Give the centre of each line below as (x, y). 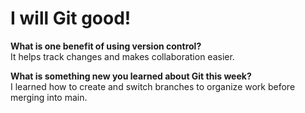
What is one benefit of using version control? (106, 46)
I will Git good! (71, 18)
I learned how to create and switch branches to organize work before (153, 86)
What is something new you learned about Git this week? (131, 76)
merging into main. (49, 97)
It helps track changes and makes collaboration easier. (122, 56)
